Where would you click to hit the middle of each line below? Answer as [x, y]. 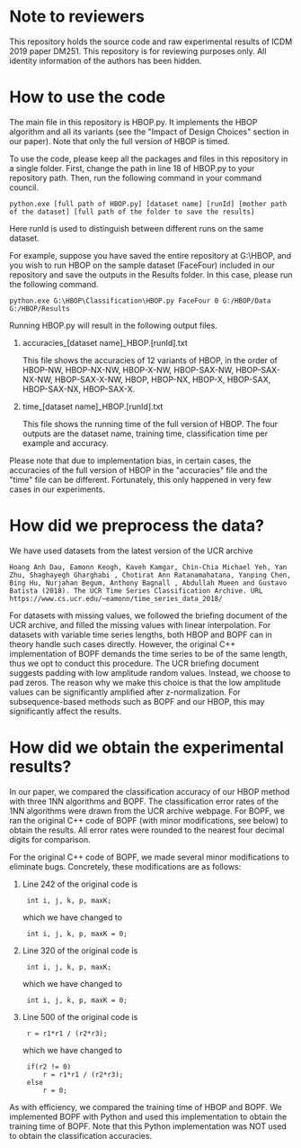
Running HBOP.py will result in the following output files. [113, 325]
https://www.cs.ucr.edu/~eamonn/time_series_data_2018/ [116, 598]
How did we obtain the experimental [147, 747]
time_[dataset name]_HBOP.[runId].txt [93, 406]
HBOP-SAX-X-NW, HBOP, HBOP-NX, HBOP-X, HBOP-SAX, [163, 379]
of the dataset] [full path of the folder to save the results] [132, 212]
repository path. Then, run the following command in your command [136, 178]
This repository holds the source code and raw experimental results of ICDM [151, 41]
